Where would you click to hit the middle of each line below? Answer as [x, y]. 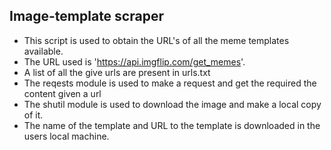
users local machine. [66, 136]
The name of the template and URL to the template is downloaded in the [172, 125]
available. [43, 51]
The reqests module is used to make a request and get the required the [170, 83]
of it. [33, 115]
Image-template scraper [86, 16]
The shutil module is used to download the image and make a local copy [172, 104]
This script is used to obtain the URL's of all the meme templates [156, 40]
